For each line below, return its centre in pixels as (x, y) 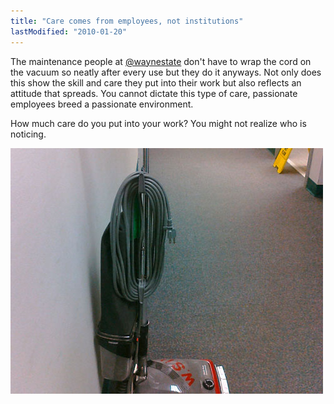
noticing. (28, 134)
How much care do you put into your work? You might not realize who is (158, 123)
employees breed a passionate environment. (102, 104)
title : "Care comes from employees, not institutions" (127, 21)
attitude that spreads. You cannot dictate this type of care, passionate (154, 93)
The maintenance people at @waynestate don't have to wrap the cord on (161, 61)
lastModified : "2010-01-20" (69, 31)
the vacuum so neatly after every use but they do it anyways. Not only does (166, 72)
